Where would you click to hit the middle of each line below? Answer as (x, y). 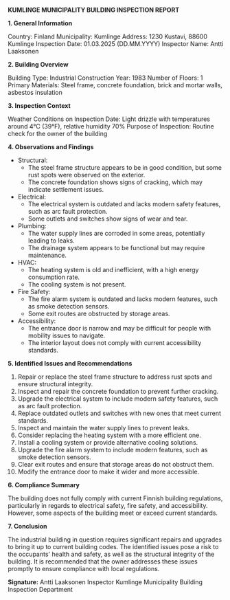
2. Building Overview (38, 64)
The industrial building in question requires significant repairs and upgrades (115, 540)
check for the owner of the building (58, 134)
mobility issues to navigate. (67, 335)
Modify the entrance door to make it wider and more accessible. (108, 471)
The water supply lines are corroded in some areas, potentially (116, 233)
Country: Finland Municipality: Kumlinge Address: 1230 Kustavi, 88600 (108, 36)
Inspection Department (40, 589)
